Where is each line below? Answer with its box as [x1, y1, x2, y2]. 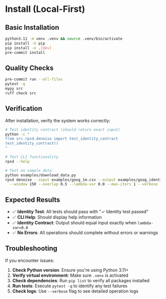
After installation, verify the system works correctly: [5, 117, 111, 123]
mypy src [5, 86, 23, 91]
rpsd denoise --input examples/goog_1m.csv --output [5, 177, 116, 182]
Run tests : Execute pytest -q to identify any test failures [12, 283, 127, 289]
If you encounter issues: [5, 257, 54, 263]
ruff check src [5, 91, 37, 96]
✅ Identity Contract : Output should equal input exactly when [12, 220, 137, 226]
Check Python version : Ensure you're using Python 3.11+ [12, 267, 129, 273]
